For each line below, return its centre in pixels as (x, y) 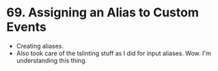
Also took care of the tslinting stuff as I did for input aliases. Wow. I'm (113, 53)
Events (27, 27)
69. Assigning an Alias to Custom (103, 13)
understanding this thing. (51, 60)
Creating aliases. (40, 46)
